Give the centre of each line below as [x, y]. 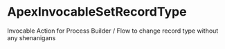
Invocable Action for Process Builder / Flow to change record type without [113, 31]
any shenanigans [31, 37]
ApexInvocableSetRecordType [97, 12]
